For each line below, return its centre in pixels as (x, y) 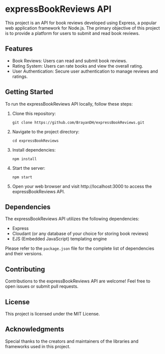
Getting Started (29, 92)
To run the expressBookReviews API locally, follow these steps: (69, 104)
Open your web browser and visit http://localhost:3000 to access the (82, 186)
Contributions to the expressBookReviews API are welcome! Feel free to (78, 281)
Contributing (25, 269)
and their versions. (24, 254)
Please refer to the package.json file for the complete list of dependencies (80, 248)
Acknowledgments (35, 329)
